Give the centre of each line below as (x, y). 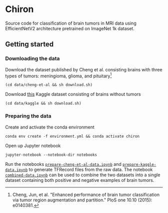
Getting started (29, 44)
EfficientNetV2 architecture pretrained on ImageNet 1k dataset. (70, 28)
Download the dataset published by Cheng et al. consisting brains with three (84, 69)
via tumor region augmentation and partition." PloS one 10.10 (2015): (82, 200)
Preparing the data (28, 116)
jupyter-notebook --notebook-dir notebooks (51, 155)
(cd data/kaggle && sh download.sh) (43, 103)
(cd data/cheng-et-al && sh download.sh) (49, 85)
